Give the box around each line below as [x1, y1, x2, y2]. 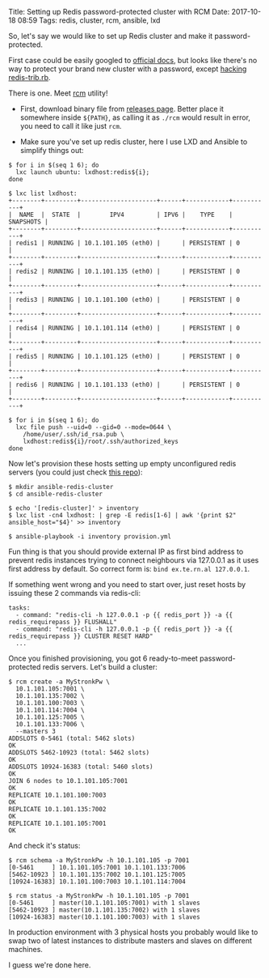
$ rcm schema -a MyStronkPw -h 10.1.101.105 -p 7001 [8, 857, 190, 865]
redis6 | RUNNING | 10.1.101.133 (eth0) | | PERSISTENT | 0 [15, 381, 241, 389]
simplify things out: [19, 146, 84, 155]
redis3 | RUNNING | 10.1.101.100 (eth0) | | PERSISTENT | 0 [15, 296, 241, 304]
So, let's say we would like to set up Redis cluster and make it [8, 32, 213, 40]
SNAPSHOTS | [8, 218, 48, 226]
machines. [8, 945, 43, 954]
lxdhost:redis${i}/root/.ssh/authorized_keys [23, 437, 179, 445]
